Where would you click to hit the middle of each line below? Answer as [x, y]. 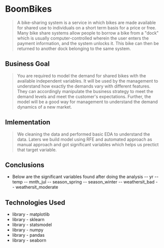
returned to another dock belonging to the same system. [74, 48]
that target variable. [37, 150]
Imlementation [28, 123]
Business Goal [27, 64]
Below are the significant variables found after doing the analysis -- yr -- [85, 177]
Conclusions [25, 165]
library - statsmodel [32, 225]
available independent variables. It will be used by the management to [87, 81]
